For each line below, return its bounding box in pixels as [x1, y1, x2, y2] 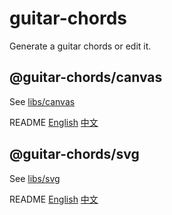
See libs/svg [9, 172, 61, 184]
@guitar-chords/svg [9, 146, 140, 163]
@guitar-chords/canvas [9, 69, 163, 86]
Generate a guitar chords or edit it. [9, 40, 152, 52]
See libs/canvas [9, 95, 76, 107]
